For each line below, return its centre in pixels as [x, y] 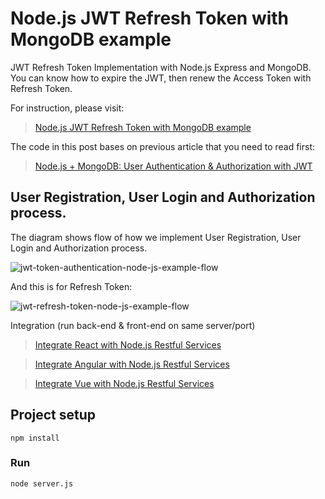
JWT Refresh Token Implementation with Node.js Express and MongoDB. [161, 67]
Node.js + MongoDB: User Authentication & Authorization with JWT [173, 166]
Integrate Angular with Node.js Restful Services [132, 364]
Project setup [53, 415]
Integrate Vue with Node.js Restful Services [124, 383]
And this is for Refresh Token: [71, 286]
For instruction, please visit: [67, 108]
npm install [35, 438]
